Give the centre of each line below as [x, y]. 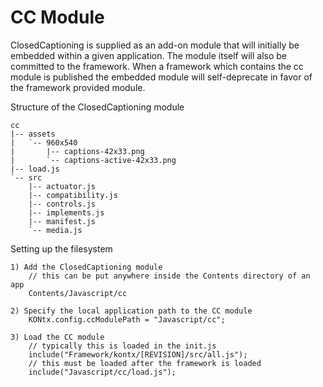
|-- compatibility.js [73, 195]
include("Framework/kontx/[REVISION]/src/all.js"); [138, 354]
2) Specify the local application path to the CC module [131, 311]
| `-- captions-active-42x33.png [93, 160]
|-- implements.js [66, 212]
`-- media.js [55, 230]
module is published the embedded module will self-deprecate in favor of [161, 77]
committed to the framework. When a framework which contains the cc [157, 66]
